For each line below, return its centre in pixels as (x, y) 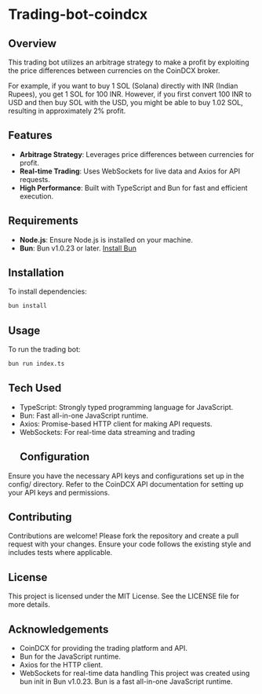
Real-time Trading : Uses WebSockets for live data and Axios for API (130, 171)
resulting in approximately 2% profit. (67, 111)
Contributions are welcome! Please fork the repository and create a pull (124, 536)
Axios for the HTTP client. (61, 665)
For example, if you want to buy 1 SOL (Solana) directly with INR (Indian (123, 86)
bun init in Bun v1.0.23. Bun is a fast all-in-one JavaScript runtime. (126, 681)
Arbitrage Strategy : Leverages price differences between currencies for (137, 154)
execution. (36, 196)
